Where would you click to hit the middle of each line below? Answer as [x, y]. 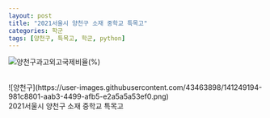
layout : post [30, 16]
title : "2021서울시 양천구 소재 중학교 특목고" [78, 23]
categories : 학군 [36, 31]
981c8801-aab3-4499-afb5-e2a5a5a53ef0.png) [89, 96]
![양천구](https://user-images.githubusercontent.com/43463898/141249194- [135, 87]
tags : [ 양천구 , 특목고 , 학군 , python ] [67, 38]
